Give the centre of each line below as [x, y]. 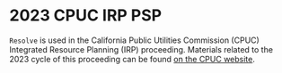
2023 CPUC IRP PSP [86, 16]
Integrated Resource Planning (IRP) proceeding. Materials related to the [141, 49]
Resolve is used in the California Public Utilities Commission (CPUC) [135, 40]
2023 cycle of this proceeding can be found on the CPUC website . [132, 59]
